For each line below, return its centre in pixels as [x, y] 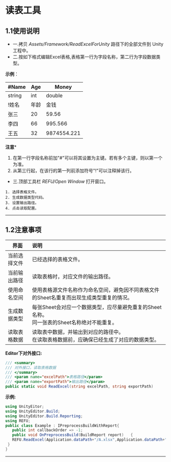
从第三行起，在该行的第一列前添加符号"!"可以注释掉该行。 [73, 171]
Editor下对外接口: [24, 353]
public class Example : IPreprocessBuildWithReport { [62, 426]
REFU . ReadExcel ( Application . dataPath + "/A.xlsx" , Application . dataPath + [89, 440]
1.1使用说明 [22, 31]
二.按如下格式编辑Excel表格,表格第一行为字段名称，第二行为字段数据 [84, 57]
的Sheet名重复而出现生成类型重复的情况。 [82, 297]
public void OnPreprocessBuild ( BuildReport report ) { [73, 435]
